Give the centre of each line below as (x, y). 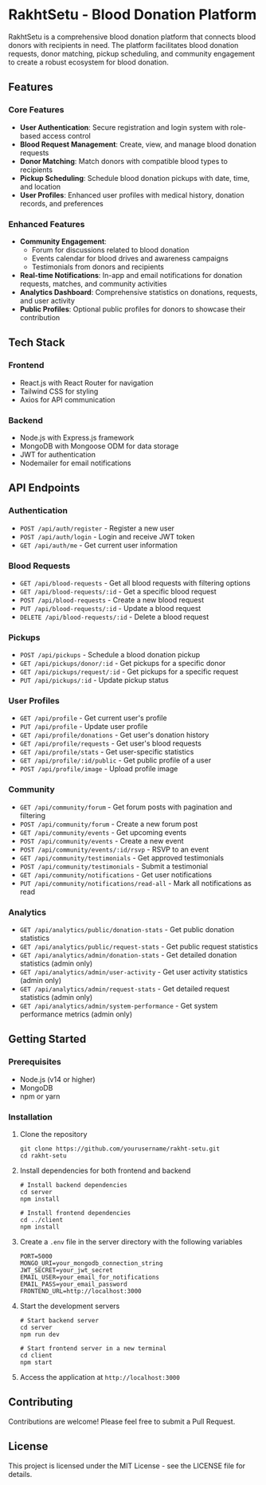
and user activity (47, 300)
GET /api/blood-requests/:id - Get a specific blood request (118, 591)
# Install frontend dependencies (75, 1213)
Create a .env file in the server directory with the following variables (131, 1242)
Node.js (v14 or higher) (57, 1079)
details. (20, 1474)
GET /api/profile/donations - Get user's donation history (114, 735)
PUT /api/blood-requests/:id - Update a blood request (110, 608)
